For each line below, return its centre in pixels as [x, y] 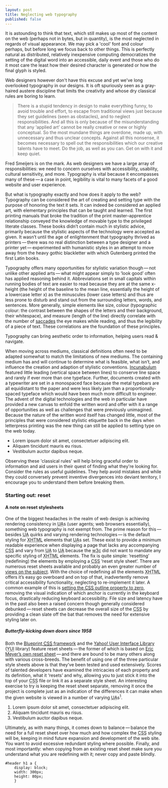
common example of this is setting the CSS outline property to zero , [75, 587]
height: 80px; [29, 776]
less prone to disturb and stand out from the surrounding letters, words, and [83, 300]
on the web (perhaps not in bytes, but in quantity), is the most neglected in [82, 39]
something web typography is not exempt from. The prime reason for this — [83, 529]
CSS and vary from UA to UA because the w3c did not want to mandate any [83, 550]
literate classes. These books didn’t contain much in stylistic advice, [75, 226]
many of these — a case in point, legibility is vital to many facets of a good [81, 179]
